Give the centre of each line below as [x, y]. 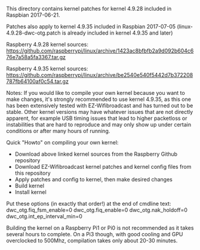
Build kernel [30, 186]
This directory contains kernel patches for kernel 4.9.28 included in [89, 9]
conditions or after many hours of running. [58, 131]
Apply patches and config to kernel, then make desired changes [94, 179]
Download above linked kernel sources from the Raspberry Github [96, 154]
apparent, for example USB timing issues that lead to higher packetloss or [97, 118]
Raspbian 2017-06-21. [33, 15]
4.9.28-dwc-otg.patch [33, 33]
